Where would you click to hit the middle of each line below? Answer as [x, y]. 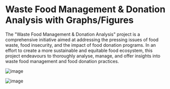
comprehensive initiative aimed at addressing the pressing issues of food [82, 40]
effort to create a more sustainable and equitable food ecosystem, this [79, 50]
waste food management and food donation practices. [62, 61]
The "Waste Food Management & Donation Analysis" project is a [73, 34]
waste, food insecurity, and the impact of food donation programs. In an [81, 45]
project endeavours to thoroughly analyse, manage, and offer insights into [83, 56]
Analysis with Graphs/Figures [69, 20]
